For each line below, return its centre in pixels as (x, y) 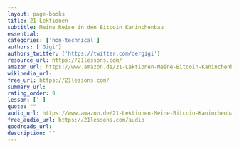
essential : (23, 34)
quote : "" (22, 107)
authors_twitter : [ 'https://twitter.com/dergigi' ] (84, 54)
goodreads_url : (30, 126)
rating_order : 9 (31, 93)
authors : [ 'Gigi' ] (34, 47)
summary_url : (27, 87)
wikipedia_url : (30, 73)
